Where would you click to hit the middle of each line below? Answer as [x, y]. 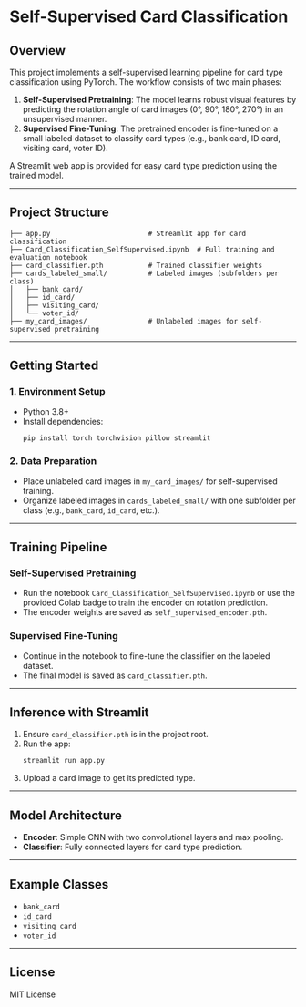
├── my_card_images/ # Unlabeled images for [124, 321]
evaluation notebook [49, 257]
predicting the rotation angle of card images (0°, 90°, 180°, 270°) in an [153, 109]
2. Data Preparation [53, 461]
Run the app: [46, 744]
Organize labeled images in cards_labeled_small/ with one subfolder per [159, 500]
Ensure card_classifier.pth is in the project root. [116, 735]
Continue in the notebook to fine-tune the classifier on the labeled [146, 656]
